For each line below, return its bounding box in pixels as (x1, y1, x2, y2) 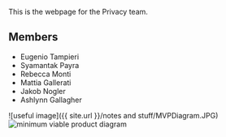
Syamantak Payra (20, 60, 80, 70)
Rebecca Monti (20, 69, 72, 79)
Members (8, 30, 59, 44)
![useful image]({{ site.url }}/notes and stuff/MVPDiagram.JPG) (8, 110, 219, 120)
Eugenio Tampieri (20, 52, 80, 62)
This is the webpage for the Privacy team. (8, 7, 149, 16)
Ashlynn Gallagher (20, 95, 83, 105)
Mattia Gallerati (20, 77, 72, 88)
